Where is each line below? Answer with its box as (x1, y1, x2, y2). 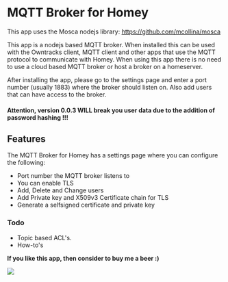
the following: (7, 159, 46, 167)
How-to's (16, 241, 44, 249)
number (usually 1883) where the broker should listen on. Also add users (7, 83, 212, 91)
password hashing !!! (7, 113, 68, 121)
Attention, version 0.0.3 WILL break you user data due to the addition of (7, 106, 216, 114)
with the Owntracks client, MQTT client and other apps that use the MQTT (7, 48, 216, 56)
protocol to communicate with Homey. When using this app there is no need (7, 55, 222, 63)
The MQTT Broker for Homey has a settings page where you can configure (7, 151, 218, 159)
